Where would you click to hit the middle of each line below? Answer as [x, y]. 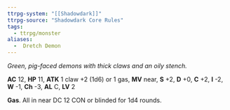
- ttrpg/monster [37, 33]
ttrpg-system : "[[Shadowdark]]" [54, 14]
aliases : [20, 40]
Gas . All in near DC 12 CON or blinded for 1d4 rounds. [84, 100]
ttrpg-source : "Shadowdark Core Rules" [66, 20]
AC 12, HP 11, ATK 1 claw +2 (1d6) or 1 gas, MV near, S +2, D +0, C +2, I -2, [115, 79]
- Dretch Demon [37, 46]
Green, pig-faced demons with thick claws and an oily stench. [97, 66]
